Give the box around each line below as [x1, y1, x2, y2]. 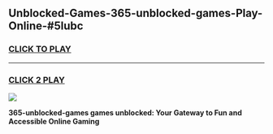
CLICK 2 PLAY [8, 74, 65, 85]
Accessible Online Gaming [8, 116, 100, 126]
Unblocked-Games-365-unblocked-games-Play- [8, 6, 263, 20]
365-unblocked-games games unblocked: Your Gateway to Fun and [8, 107, 242, 117]
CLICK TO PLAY [8, 44, 71, 55]
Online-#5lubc [8, 19, 84, 33]
